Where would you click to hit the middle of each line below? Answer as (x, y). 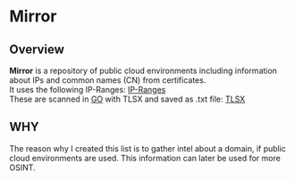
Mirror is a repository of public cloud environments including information (143, 70)
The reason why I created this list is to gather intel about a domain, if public (147, 148)
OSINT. (22, 168)
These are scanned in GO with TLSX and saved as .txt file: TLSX (127, 99)
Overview (37, 49)
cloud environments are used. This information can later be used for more (145, 158)
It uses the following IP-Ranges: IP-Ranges (88, 90)
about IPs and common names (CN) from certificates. (108, 80)
